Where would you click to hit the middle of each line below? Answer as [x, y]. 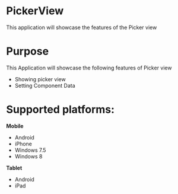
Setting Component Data [45, 85]
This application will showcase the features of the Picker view [82, 27]
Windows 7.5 [30, 150]
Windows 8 [28, 156]
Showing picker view [40, 79]
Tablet [14, 168]
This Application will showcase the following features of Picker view [89, 68]
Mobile [15, 126]
